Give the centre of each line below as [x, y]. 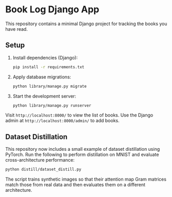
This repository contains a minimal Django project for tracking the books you [87, 24]
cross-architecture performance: [40, 160]
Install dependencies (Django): [45, 57]
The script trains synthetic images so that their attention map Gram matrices [86, 179]
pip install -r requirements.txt [49, 67]
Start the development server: [44, 96]
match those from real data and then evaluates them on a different [75, 185]
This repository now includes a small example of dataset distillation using [83, 149]
